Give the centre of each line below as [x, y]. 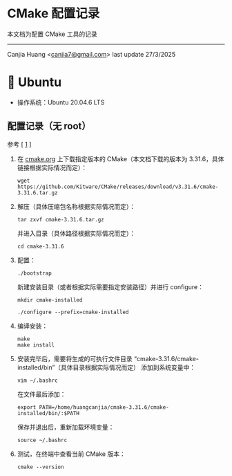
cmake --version [40, 467]
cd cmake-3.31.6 [40, 246]
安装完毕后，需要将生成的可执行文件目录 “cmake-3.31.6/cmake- [108, 358]
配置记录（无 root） [49, 126]
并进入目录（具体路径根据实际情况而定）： [76, 233]
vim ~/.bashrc [37, 381]
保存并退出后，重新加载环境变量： [66, 427]
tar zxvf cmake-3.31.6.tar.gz [61, 219]
